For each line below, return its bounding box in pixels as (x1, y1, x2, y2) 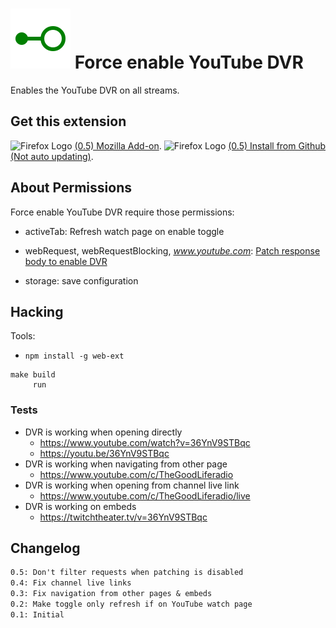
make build (10, 370, 56, 380)
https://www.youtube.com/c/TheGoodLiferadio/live (39, 489, 251, 502)
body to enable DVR (24, 255, 108, 267)
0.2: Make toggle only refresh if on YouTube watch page (10, 599, 253, 610)
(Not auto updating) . (10, 150, 94, 162)
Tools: (10, 330, 36, 342)
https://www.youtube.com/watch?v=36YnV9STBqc (39, 436, 251, 448)
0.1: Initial (10, 609, 65, 620)
